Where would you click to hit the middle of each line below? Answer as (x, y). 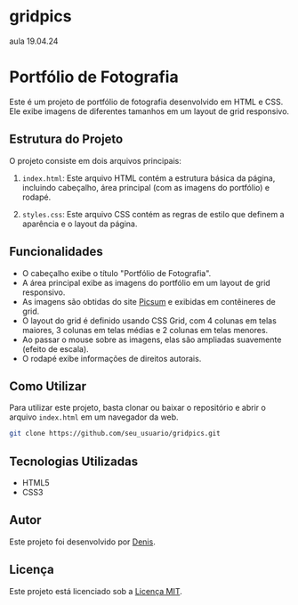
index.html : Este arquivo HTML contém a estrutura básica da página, (149, 178)
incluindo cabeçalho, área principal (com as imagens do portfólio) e (145, 187)
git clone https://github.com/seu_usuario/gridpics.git (115, 434)
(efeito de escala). (55, 348)
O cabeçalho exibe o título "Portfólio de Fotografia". (117, 273)
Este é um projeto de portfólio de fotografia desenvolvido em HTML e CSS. (146, 102)
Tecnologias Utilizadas (74, 461)
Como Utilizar (48, 386)
